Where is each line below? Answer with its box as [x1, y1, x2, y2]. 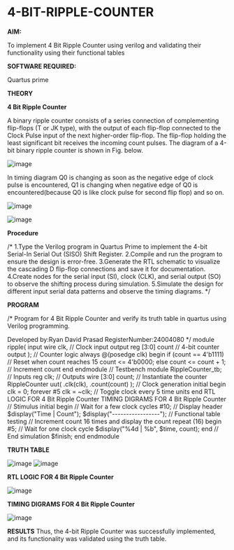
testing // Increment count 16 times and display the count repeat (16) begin [7, 417, 222, 425]
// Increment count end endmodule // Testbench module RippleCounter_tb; [7, 365, 222, 373]
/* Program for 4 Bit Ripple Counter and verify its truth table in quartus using [7, 314, 227, 322]
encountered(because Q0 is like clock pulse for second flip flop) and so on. [7, 188, 224, 196]
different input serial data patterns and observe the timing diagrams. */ [7, 287, 211, 295]
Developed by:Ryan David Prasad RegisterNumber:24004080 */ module [7, 335, 215, 343]
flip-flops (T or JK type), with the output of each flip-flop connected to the [7, 123, 221, 132]
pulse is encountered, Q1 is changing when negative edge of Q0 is [7, 180, 198, 189]
